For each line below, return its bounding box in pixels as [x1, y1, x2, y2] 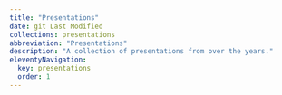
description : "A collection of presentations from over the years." [9, 47, 274, 56]
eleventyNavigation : [9, 55, 88, 64]
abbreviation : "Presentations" [9, 38, 128, 48]
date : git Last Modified [9, 22, 103, 31]
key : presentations [17, 64, 92, 73]
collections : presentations [9, 30, 116, 39]
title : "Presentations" [9, 13, 100, 23]
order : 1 [17, 72, 51, 81]
